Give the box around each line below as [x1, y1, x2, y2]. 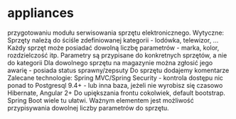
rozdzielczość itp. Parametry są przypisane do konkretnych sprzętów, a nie [7, 51, 227, 59]
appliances [7, 5, 75, 21]
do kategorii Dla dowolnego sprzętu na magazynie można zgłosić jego [7, 58, 213, 67]
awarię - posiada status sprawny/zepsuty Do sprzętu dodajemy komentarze [7, 66, 230, 74]
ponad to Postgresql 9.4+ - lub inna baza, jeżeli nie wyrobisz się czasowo [7, 81, 223, 89]
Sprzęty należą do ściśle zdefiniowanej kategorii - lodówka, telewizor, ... [7, 35, 219, 44]
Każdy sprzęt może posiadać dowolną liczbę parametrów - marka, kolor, [7, 43, 220, 52]
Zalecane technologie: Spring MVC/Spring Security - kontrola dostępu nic [7, 73, 224, 82]
